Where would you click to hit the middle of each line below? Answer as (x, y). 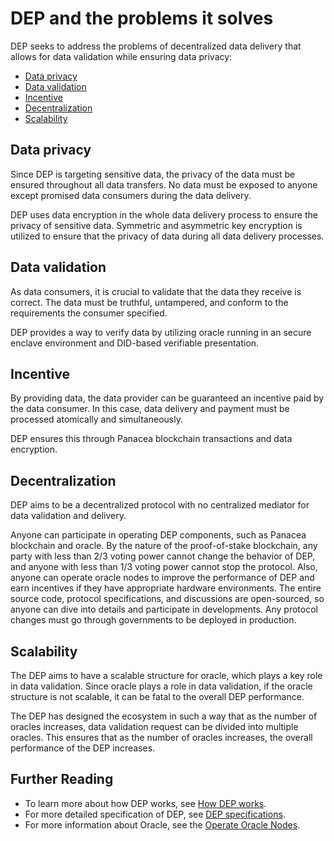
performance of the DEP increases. (83, 748)
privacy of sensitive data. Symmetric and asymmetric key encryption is (156, 225)
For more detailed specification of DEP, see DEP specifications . (155, 814)
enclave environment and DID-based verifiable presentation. (135, 343)
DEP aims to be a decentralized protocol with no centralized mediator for (160, 505)
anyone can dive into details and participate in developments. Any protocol (164, 609)
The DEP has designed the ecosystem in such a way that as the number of (164, 716)
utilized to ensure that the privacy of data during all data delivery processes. (167, 236)
